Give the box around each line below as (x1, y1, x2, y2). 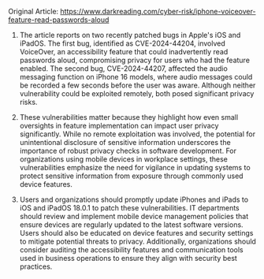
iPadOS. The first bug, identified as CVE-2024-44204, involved (19, 39, 226, 48)
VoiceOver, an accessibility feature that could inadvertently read (19, 47, 229, 56)
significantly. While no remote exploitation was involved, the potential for (19, 129, 256, 139)
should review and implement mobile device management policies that (19, 212, 249, 221)
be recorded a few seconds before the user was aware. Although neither (19, 80, 256, 90)
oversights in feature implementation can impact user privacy (19, 121, 219, 130)
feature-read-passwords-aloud (8, 15, 110, 24)
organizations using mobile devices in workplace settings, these (19, 154, 229, 164)
